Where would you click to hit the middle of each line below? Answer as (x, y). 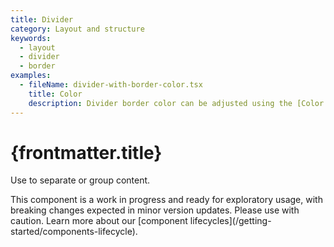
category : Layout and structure (77, 29)
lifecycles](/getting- (230, 221)
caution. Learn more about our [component (99, 221)
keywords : (31, 38)
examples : (31, 76)
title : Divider (42, 19)
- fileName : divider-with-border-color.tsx (111, 85)
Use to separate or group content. (80, 180)
